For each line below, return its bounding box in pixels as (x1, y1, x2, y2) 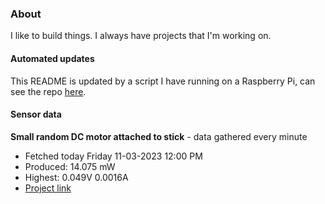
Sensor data (10, 108, 62, 121)
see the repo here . (10, 85, 87, 97)
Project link (24, 182, 72, 194)
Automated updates (10, 52, 95, 64)
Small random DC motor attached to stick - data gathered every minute (10, 130, 308, 142)
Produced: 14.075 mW (24, 160, 116, 172)
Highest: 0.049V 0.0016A (24, 171, 129, 183)
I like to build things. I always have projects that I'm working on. (10, 30, 272, 42)
